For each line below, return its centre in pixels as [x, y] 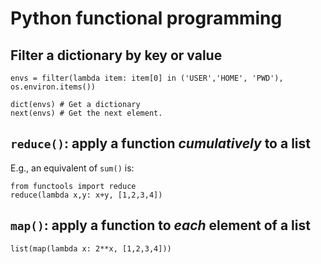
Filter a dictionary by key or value [116, 55]
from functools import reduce [73, 186]
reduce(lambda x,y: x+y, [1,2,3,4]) [86, 195]
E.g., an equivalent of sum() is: [72, 168]
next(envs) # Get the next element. [86, 113]
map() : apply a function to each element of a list [160, 225]
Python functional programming [146, 18]
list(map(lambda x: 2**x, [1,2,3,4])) [91, 248]
